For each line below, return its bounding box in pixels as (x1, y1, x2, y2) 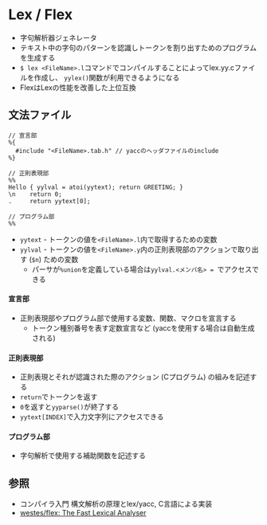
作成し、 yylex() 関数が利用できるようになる (33, 72, 180, 82)
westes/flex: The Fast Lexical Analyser (19, 508, 147, 518)
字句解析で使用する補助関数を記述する (19, 451, 146, 460)
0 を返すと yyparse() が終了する (19, 402, 120, 412)
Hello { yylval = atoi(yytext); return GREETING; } (8, 183, 183, 191)
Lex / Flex (8, 6, 73, 24)
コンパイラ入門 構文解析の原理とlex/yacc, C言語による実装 (19, 500, 213, 509)
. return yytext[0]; (8, 197, 91, 205)
